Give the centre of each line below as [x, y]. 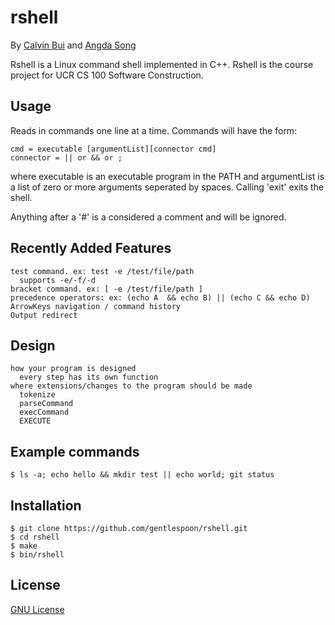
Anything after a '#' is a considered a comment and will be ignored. [148, 217]
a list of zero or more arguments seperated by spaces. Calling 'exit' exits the [167, 187]
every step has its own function [89, 377]
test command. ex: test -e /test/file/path [102, 271]
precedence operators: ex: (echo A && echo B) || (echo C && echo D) [160, 297]
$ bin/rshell [37, 555]
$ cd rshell [35, 537]
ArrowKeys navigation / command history [96, 306]
